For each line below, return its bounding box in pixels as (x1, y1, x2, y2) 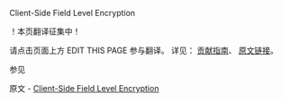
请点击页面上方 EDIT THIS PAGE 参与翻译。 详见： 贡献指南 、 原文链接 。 (9, 45, 279, 55)
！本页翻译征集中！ (9, 26, 81, 37)
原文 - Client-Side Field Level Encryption (9, 83, 159, 93)
